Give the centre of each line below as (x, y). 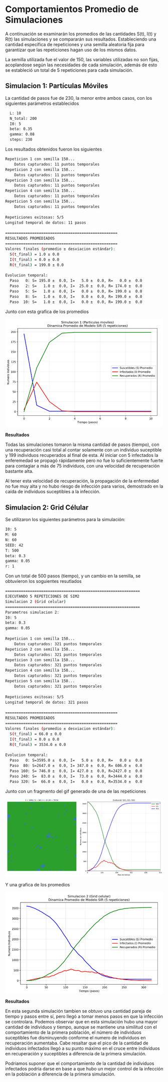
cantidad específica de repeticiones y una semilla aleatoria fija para (75, 44)
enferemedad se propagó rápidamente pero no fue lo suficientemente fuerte (84, 460)
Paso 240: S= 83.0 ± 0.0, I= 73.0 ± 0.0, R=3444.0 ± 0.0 (76, 776)
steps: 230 (21, 140)
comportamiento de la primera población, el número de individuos (73, 1032)
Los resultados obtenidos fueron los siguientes (54, 149)
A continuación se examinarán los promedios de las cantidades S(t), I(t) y (81, 34)
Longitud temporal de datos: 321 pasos (47, 702)
